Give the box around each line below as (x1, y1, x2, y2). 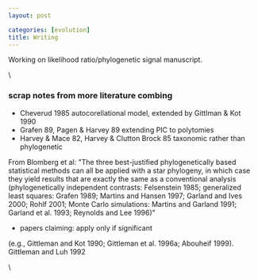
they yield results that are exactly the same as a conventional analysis (8, 174, 237, 183)
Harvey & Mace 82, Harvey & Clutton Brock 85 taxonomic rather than (19, 133, 246, 143)
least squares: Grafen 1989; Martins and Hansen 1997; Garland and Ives (8, 191, 243, 201)
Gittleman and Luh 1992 (8, 247, 86, 256)
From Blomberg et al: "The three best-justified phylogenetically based (8, 157, 237, 166)
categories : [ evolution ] (8, 25, 90, 34)
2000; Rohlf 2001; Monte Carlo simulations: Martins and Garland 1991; (8, 199, 237, 208)
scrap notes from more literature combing (8, 90, 173, 101)
